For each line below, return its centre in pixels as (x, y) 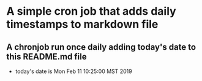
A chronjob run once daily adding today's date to (101, 47)
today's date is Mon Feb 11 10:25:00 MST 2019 (74, 71)
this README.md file (47, 56)
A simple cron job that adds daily (91, 11)
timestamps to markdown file (82, 24)
